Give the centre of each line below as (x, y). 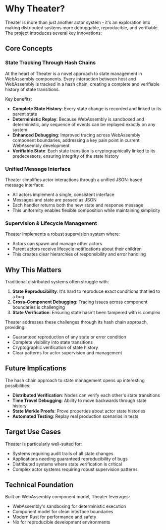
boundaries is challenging (39, 307)
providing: (15, 328)
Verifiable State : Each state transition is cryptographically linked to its (84, 151)
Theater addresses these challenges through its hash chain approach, (77, 322)
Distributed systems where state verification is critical (67, 464)
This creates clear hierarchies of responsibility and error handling (79, 254)
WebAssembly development (41, 145)
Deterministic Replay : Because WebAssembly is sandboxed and (78, 119)
